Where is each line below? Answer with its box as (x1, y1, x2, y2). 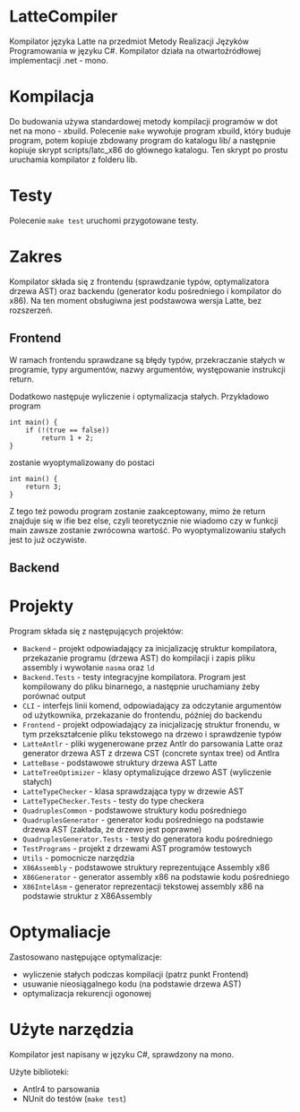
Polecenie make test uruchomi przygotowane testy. (9, 215, 199, 226)
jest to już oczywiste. (9, 534, 88, 545)
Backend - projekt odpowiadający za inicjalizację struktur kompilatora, (21, 642, 278, 653)
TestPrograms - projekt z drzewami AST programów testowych (21, 842, 253, 853)
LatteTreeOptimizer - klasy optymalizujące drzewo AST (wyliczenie (21, 766, 272, 777)
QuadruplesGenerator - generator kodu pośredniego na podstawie (21, 814, 264, 825)
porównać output (21, 690, 87, 701)
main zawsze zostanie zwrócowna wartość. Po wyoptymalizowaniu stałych (9, 524, 287, 535)
